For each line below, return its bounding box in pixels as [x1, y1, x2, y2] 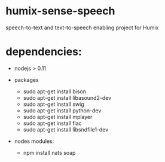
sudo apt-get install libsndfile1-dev [23, 126, 109, 133]
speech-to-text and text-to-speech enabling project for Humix [5, 24, 159, 31]
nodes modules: [14, 137, 54, 145]
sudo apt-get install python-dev [23, 106, 102, 114]
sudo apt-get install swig [23, 100, 84, 108]
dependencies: [5, 45, 82, 59]
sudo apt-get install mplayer [23, 113, 93, 120]
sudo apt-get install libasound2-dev [23, 94, 112, 101]
